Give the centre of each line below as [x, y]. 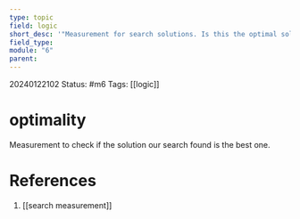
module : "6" [31, 51]
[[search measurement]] [67, 205]
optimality [48, 120]
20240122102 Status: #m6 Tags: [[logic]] [84, 84]
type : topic [31, 17]
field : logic [33, 26]
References [53, 181]
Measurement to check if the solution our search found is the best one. [140, 144]
